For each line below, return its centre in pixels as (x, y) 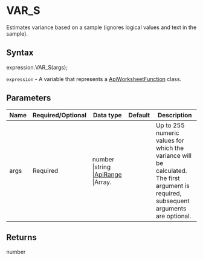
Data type (107, 115)
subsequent (173, 201)
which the (170, 148)
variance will (174, 155)
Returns (22, 237)
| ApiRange (107, 174)
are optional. (174, 216)
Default (139, 115)
